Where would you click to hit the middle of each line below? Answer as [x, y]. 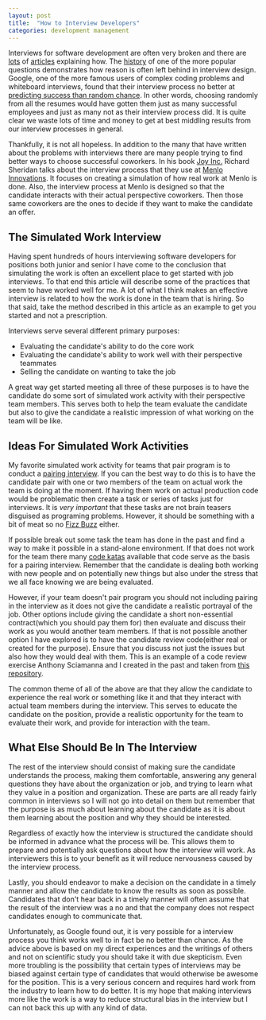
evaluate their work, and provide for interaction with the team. [109, 722]
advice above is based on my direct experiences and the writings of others [131, 948]
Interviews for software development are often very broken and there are [127, 53]
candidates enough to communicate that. [75, 916]
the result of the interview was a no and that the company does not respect [131, 907]
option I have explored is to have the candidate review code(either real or [128, 640]
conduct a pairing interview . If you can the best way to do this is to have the [132, 473]
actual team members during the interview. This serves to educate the [123, 706]
